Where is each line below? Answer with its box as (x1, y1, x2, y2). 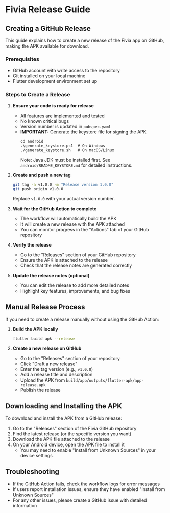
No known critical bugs (20, 118, 69, 124)
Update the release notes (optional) (12, 273, 90, 279)
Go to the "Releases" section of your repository (20, 355, 120, 362)
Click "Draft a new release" (20, 361, 78, 367)
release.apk (20, 383, 46, 388)
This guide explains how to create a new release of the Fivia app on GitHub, (5, 37, 164, 43)
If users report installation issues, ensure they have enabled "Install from (12, 486, 165, 492)
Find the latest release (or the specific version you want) (12, 431, 132, 437)
